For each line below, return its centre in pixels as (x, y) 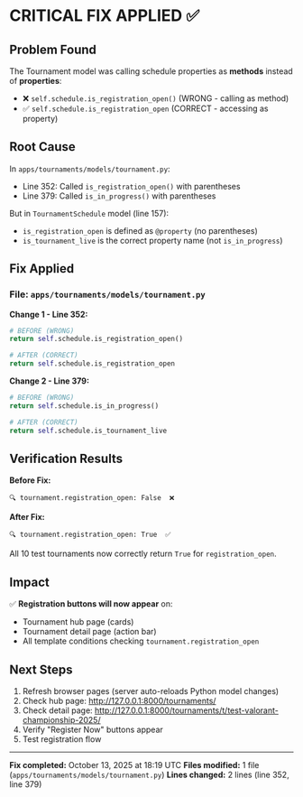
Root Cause (43, 147)
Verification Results (66, 458)
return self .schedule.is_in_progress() (84, 406)
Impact (29, 582)
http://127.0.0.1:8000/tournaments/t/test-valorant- (187, 710)
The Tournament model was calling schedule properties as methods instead (151, 71)
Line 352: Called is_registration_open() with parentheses (131, 186)
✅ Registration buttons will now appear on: (91, 604)
